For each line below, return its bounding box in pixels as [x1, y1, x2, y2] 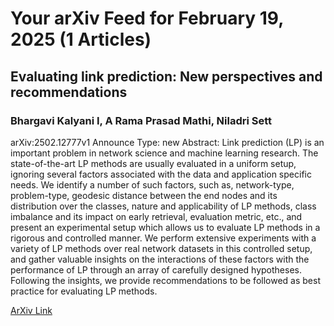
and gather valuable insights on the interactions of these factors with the [10, 253, 310, 265]
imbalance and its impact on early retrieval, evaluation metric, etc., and [10, 210, 303, 222]
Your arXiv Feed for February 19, [10, 7, 284, 30]
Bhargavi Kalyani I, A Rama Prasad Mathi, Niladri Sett [10, 113, 273, 127]
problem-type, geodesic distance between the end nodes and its [10, 189, 278, 201]
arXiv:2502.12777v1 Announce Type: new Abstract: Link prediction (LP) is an [10, 136, 325, 148]
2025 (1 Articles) [10, 28, 152, 51]
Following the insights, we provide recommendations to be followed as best [10, 274, 321, 286]
